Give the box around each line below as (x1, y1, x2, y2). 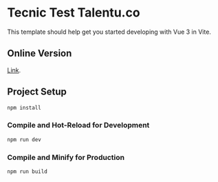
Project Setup (7, 86, 67, 98)
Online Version (7, 48, 72, 59)
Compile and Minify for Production (7, 152, 125, 162)
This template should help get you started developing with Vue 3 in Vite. (7, 28, 212, 36)
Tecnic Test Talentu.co (7, 5, 140, 21)
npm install (7, 104, 41, 111)
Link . (7, 65, 21, 74)
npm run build (7, 168, 48, 175)
